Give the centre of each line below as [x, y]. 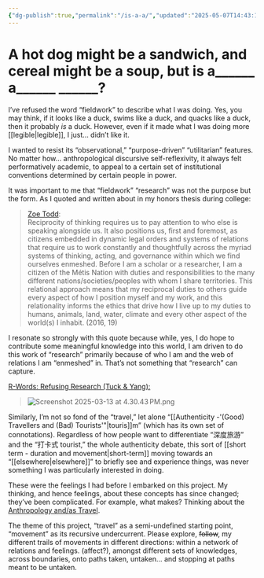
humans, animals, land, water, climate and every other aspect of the [137, 314]
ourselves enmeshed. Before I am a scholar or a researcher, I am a [135, 263]
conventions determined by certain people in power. [93, 175]
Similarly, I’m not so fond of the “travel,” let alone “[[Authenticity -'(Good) [126, 417]
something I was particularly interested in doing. [86, 469]
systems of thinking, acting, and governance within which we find [134, 256]
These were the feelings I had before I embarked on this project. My [118, 485]
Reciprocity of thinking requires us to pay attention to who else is [132, 222]
